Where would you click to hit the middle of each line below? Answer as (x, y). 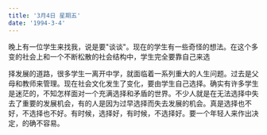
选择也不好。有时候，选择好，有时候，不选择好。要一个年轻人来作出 (140, 113)
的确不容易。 (43, 123)
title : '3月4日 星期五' (44, 15)
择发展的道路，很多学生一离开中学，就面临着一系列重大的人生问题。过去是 (130, 73)
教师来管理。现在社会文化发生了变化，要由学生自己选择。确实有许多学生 (140, 83)
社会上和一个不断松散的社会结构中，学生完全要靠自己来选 (116, 56)
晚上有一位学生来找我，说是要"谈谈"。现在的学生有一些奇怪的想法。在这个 (130, 46)
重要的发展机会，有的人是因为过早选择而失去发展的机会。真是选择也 (133, 103)
